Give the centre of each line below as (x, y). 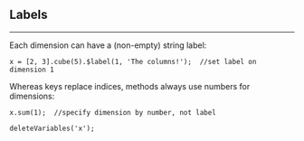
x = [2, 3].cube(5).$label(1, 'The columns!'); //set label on (133, 61)
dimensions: (32, 96)
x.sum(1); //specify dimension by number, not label (113, 112)
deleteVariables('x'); (52, 128)
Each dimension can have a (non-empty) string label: (108, 45)
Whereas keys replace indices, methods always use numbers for (130, 86)
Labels (28, 15)
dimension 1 (32, 70)
